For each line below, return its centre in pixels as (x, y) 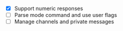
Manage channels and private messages (64, 22)
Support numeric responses (49, 8)
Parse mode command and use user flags (66, 15)
